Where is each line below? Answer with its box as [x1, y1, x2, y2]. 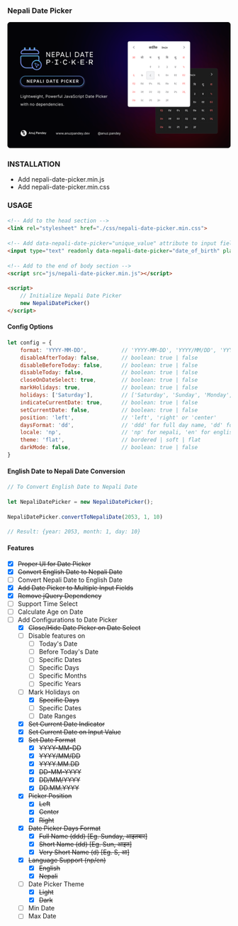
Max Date [28, 912, 57, 920]
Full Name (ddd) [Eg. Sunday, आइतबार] [38, 832, 148, 840]
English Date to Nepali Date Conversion [7, 467, 125, 475]
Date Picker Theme [28, 880, 85, 888]
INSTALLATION [7, 159, 61, 169]
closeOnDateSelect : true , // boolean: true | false [20, 377, 198, 384]
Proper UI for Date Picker [17, 559, 91, 568]
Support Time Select [17, 599, 78, 608]
